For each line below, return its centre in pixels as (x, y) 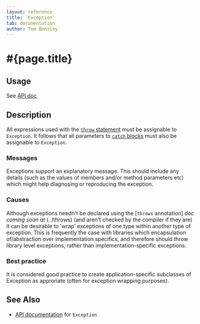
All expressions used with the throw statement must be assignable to (92, 130)
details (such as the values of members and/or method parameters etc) (95, 178)
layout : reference (29, 12)
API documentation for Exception (56, 314)
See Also (23, 300)
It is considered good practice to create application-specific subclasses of (99, 274)
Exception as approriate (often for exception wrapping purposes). (88, 280)
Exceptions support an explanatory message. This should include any (93, 171)
